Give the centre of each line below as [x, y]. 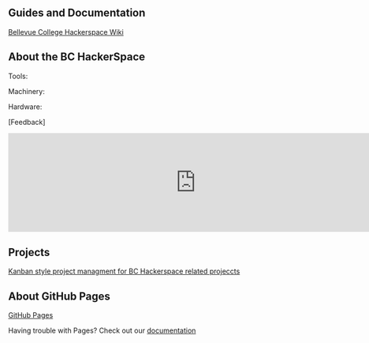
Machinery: [26, 91]
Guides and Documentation [77, 13]
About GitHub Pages [59, 296]
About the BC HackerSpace [77, 57]
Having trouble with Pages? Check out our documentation [102, 330]
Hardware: [25, 107]
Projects [29, 253]
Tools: [18, 76]
